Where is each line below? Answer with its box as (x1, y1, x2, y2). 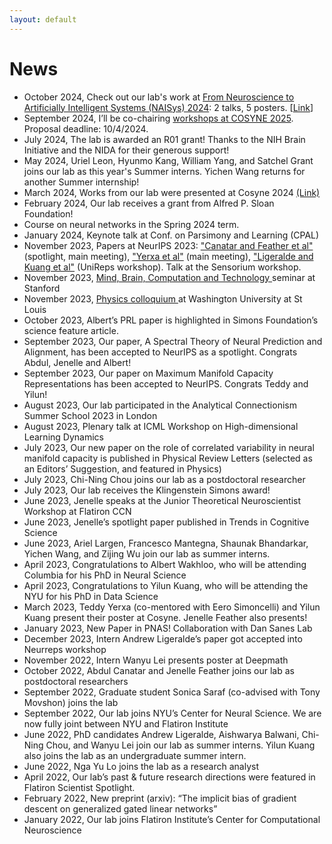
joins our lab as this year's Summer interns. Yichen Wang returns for (23, 165, 306, 177)
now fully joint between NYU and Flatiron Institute (23, 717, 229, 730)
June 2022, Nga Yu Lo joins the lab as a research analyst (23, 760, 259, 772)
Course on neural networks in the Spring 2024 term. (23, 218, 240, 230)
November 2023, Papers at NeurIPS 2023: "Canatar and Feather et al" (23, 239, 314, 251)
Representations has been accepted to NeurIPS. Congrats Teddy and (23, 377, 309, 390)
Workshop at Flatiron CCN (23, 505, 132, 517)
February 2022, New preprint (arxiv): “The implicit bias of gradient (23, 792, 297, 804)
